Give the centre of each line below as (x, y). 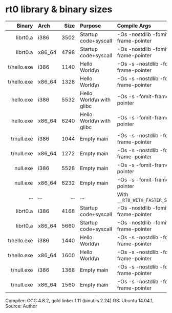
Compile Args (134, 26)
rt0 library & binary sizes (59, 9)
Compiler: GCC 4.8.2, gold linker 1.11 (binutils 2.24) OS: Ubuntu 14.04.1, (80, 300)
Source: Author (21, 306)
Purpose (91, 26)
